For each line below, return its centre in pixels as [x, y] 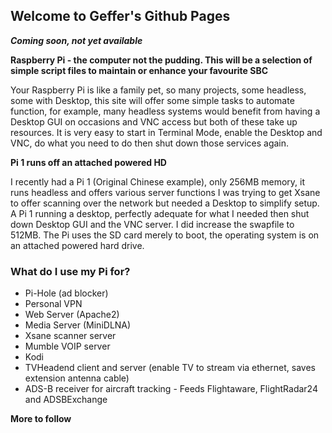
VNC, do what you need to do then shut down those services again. [150, 143]
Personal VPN [53, 304]
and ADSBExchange [66, 400]
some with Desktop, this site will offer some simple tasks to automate [152, 100]
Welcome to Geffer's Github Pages [120, 16]
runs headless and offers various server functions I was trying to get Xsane [165, 192]
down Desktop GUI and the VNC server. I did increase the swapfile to [152, 224]
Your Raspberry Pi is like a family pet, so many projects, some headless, [158, 90]
